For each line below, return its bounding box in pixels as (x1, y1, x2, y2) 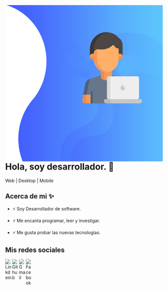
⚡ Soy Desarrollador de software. (12, 205, 81, 211)
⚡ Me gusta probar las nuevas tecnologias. (12, 229, 101, 235)
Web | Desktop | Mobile (5, 177, 54, 183)
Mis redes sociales (5, 245, 65, 254)
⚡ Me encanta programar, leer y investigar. (12, 217, 100, 223)
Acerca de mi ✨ (5, 192, 54, 200)
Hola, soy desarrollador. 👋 (5, 161, 114, 172)
